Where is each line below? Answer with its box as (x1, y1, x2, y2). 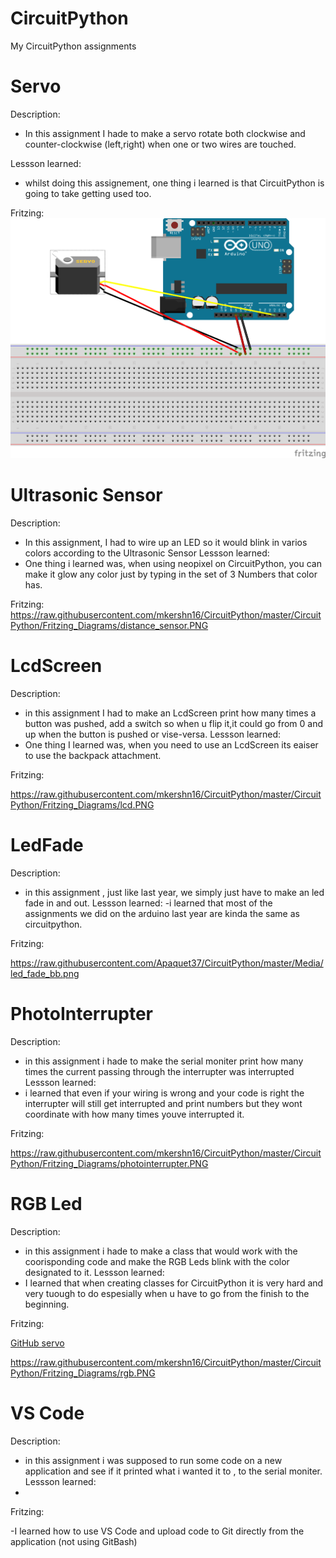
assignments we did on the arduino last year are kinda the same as (24, 907, 300, 919)
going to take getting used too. (24, 187, 152, 199)
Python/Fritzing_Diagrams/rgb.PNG (10, 1367, 156, 1379)
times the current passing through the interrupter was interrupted (24, 1065, 295, 1077)
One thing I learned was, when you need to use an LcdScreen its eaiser (24, 739, 319, 751)
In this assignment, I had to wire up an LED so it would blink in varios (24, 537, 308, 549)
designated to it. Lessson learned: (24, 1266, 165, 1278)
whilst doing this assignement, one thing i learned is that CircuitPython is (24, 177, 325, 189)
